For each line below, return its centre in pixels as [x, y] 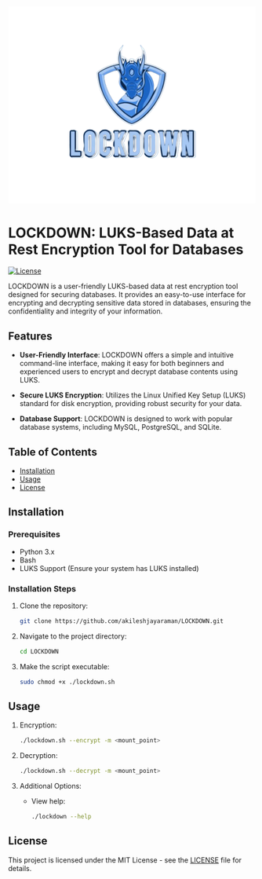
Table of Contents [53, 452]
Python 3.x [37, 551]
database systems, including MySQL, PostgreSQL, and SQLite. [120, 427]
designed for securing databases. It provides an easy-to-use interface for [127, 295]
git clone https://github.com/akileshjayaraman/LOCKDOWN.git [122, 621]
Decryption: [38, 756]
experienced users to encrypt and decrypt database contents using [129, 372]
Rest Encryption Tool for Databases [126, 249]
